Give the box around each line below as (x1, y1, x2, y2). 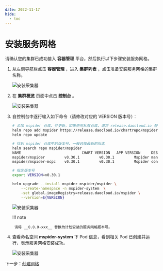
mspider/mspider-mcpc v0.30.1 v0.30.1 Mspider (12, 159, 149, 164)
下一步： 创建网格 (5, 260, 39, 266)
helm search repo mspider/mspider (12, 146, 82, 151)
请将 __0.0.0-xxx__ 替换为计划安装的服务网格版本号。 (14, 225, 113, 230)
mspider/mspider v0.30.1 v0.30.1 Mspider (12, 155, 149, 160)
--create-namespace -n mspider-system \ (21, 186, 106, 191)
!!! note (12, 214, 27, 220)
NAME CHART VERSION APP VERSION (12, 150, 141, 155)
